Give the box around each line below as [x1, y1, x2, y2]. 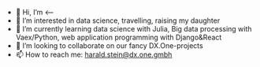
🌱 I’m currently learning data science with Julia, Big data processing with [15, 24, 252, 33]
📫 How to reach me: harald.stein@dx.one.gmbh [15, 50, 173, 59]
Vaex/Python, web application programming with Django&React [15, 32, 222, 42]
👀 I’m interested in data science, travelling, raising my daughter [15, 16, 221, 25]
